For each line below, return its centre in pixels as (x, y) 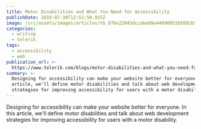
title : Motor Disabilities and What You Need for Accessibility (88, 12)
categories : (21, 28)
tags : (13, 46)
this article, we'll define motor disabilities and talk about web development (98, 113)
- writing (24, 34)
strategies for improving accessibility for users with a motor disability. (92, 119)
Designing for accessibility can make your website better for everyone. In (96, 107)
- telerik (24, 40)
